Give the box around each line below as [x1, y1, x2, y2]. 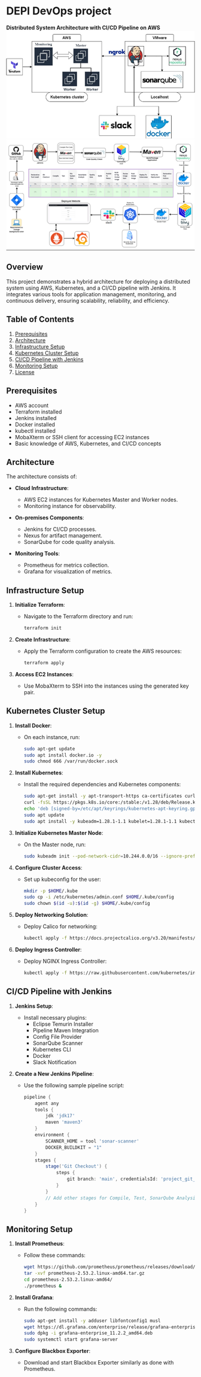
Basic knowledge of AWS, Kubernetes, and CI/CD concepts [14, 440, 162, 447]
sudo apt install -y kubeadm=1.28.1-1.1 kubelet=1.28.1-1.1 [23, 818, 177, 824]
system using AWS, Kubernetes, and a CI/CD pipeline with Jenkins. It [6, 284, 176, 291]
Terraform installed [14, 408, 62, 415]
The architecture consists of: [6, 473, 77, 480]
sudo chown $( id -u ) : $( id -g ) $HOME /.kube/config [23, 901, 151, 907]
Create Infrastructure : [14, 636, 71, 643]
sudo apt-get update [23, 746, 75, 752]
